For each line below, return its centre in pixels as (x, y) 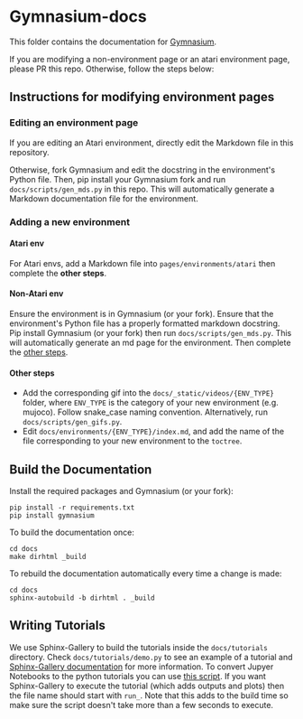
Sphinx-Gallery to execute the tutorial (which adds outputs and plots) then (147, 686)
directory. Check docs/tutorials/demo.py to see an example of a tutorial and (151, 657)
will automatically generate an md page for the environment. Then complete (150, 342)
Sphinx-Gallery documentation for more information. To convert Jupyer (142, 667)
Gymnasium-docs (78, 17)
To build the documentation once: (72, 532)
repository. (29, 152)
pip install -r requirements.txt (72, 508)
